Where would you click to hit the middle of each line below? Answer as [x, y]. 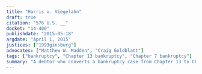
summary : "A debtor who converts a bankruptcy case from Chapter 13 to [98, 61]
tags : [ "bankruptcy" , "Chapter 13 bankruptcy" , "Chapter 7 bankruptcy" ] [99, 56]
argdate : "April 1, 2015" [38, 39]
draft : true [21, 17]
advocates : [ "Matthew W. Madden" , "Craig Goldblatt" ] [75, 51]
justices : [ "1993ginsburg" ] [41, 45]
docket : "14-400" [28, 28]
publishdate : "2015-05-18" [40, 34]
